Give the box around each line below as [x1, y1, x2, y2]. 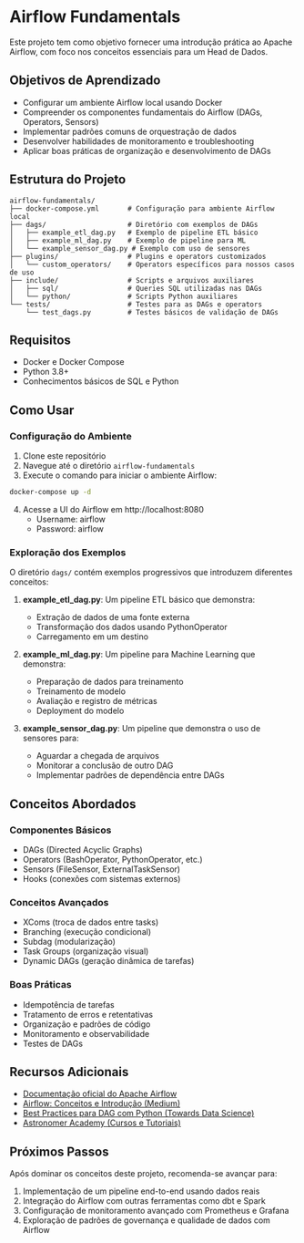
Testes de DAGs [22, 1038, 84, 1049]
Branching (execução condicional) [22, 927, 152, 937]
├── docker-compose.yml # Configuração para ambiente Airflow [9, 203, 275, 213]
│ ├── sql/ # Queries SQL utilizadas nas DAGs [9, 284, 262, 293]
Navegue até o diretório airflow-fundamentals [22, 461, 196, 471]
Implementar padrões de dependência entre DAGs [35, 770, 225, 781]
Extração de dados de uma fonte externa [35, 612, 190, 623]
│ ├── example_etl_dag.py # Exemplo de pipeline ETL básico [9, 228, 258, 237]
